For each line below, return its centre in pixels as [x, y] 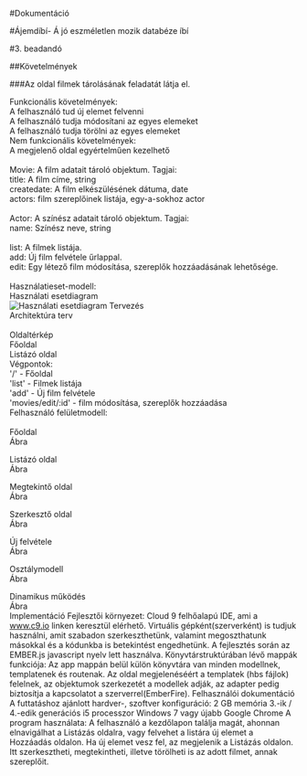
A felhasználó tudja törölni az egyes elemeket [95, 131]
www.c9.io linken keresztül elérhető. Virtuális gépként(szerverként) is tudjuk [153, 626]
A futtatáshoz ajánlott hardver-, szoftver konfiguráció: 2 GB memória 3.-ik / [151, 703]
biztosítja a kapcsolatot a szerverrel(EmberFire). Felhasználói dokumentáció [152, 693]
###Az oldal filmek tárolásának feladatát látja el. [100, 84]
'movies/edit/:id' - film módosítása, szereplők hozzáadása [118, 403]
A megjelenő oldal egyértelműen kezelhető [90, 150]
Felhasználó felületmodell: [58, 412]
